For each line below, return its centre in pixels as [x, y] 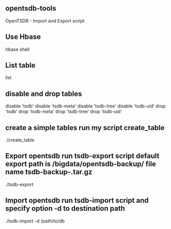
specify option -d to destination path [65, 209]
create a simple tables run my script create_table [85, 128]
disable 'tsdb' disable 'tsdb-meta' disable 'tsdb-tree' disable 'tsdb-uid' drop [85, 106]
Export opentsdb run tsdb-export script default [82, 156]
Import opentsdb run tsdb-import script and [77, 201]
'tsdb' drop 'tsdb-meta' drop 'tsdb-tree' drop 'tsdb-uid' [64, 112]
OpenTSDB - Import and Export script [45, 20]
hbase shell [17, 49]
